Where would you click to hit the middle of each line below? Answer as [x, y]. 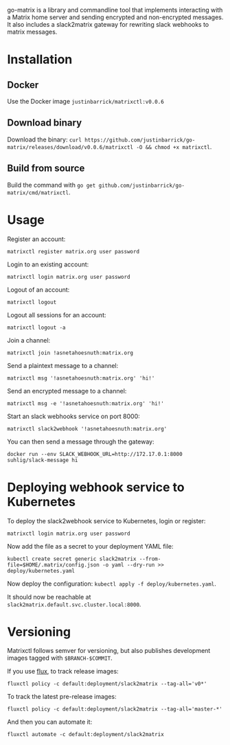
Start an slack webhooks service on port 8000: [74, 416]
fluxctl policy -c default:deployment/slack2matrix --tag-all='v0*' [107, 684]
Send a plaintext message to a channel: [63, 365]
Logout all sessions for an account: [57, 314]
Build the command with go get [51, 185]
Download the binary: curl [45, 139]
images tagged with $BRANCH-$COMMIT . [60, 658]
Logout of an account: [38, 289]
